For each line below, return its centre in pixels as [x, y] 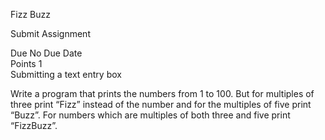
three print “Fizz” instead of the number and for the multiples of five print [161, 104]
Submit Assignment [50, 33]
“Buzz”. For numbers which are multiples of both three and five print [150, 115]
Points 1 [26, 63]
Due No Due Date [46, 53]
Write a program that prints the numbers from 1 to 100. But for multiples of [162, 93]
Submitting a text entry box [66, 74]
